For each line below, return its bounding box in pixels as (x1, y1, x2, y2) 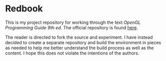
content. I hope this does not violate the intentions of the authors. (5, 50, 140, 56)
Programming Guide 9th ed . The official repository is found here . (5, 24, 138, 30)
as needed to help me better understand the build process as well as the (5, 45, 154, 51)
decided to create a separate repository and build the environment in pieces (5, 39, 161, 45)
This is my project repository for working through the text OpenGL (5, 19, 141, 25)
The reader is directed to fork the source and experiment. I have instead (5, 34, 153, 40)
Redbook (5, 3, 43, 14)
